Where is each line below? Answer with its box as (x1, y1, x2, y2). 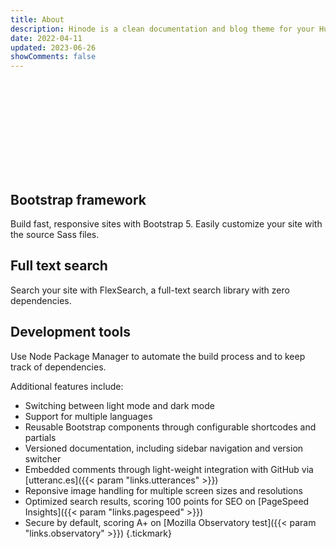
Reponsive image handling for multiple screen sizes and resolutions (24, 484, 303, 496)
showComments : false (10, 52, 97, 62)
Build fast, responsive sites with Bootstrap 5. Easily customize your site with (10, 217, 323, 230)
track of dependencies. (10, 361, 107, 373)
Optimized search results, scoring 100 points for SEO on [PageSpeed (24, 495, 310, 507)
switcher (24, 452, 62, 465)
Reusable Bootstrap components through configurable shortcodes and (24, 421, 317, 433)
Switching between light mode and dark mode (24, 399, 215, 411)
